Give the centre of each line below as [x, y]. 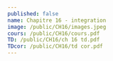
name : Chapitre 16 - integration [57, 20]
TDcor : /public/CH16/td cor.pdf [55, 46]
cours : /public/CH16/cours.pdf [54, 33]
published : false [33, 14]
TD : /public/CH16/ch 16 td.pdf [54, 40]
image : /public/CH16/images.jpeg [57, 27]
